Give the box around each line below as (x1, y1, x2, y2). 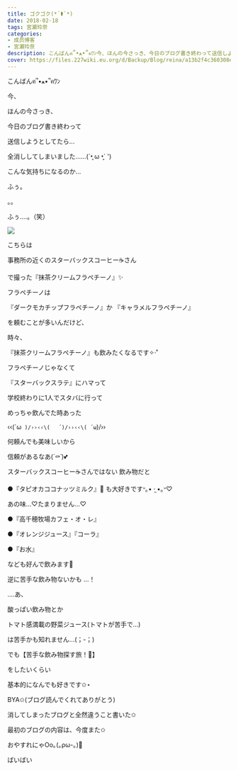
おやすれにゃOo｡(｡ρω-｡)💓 (7, 740, 83, 749)
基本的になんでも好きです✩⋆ (7, 680, 91, 689)
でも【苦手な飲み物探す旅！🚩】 (7, 650, 99, 659)
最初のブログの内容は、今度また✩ (7, 725, 106, 734)
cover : (7, 57, 27, 64)
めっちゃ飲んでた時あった (7, 408, 82, 417)
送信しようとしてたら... (7, 137, 75, 145)
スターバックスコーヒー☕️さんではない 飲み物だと (7, 467, 151, 475)
